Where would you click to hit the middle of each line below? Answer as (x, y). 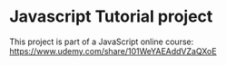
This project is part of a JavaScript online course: (102, 42)
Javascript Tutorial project (111, 17)
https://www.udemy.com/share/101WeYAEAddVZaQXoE (113, 51)
